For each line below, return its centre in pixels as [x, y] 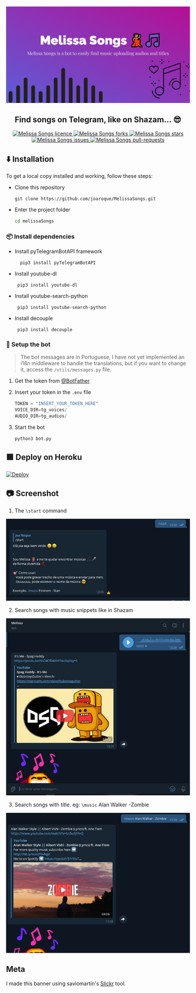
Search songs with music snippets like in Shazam [74, 610]
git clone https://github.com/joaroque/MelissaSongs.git [85, 199]
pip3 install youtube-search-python [62, 308]
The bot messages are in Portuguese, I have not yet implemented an [102, 357]
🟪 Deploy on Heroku [44, 457]
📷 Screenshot [33, 494]
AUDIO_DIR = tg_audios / [41, 416]
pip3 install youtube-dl [47, 285]
